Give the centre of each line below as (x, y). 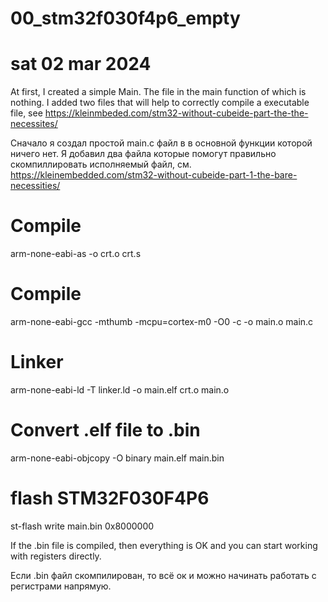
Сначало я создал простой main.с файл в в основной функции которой (161, 143)
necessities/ (35, 186)
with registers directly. (56, 556)
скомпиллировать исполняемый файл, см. (101, 164)
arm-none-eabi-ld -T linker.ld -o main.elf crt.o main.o (120, 389)
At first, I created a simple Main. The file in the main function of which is (158, 92)
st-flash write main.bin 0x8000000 (82, 526)
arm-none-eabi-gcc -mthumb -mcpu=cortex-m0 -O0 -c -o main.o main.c (162, 321)
